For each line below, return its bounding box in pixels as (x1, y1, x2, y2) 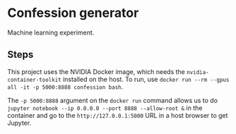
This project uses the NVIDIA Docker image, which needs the (7, 67, 185, 75)
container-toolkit (7, 76, 61, 83)
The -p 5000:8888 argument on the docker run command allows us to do (7, 96, 218, 104)
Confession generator (7, 5, 139, 21)
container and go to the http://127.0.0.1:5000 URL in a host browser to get (7, 111, 228, 119)
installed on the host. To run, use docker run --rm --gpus (62, 75, 230, 83)
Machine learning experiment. (7, 28, 95, 37)
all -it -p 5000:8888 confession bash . (7, 83, 124, 91)
